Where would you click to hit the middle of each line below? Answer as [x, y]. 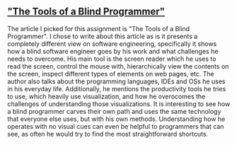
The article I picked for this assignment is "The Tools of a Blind [99, 28]
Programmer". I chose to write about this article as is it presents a [103, 36]
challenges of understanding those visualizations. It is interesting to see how [119, 104]
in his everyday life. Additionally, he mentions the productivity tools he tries [117, 88]
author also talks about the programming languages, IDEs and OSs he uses [116, 81]
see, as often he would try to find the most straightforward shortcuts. [108, 134]
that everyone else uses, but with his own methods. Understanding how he [116, 119]
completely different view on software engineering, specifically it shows [112, 43]
